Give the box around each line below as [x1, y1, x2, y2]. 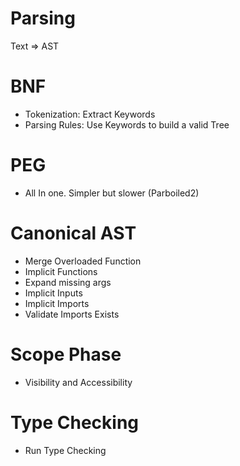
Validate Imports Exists [24, 308, 120, 320]
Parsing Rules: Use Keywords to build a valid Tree [24, 118, 230, 131]
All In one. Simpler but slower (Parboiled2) [24, 187, 200, 199]
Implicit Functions [24, 265, 98, 277]
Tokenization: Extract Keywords [24, 108, 156, 120]
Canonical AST [10, 222, 137, 244]
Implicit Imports [24, 297, 90, 309]
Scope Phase [10, 343, 122, 366]
